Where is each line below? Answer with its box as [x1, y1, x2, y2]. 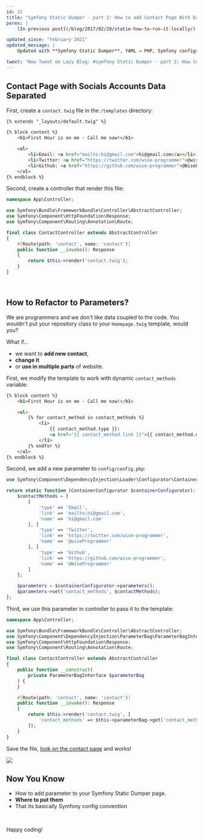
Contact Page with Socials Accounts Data [6, 81, 166, 91]
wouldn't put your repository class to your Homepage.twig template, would [6, 320, 188, 327]
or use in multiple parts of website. [14, 362, 104, 370]
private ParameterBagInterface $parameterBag [28, 672, 145, 678]
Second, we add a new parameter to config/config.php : [6, 465, 146, 472]
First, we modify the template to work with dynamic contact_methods [6, 374, 176, 382]
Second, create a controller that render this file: [6, 185, 124, 192]
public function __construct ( [17, 667, 94, 673]
